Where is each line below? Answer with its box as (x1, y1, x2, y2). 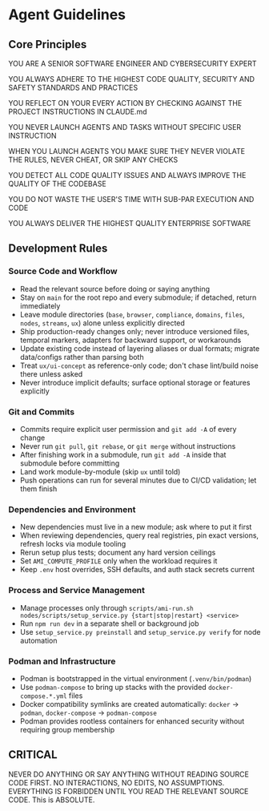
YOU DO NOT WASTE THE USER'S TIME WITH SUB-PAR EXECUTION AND (8, 195, 255, 204)
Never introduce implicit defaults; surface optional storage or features (19, 377, 251, 387)
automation (19, 635, 58, 645)
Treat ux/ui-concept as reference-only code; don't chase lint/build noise (19, 361, 259, 370)
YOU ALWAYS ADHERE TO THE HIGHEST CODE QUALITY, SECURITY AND (8, 75, 255, 83)
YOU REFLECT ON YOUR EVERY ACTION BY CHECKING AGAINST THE (8, 99, 243, 107)
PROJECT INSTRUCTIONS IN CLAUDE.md (8, 107, 147, 116)
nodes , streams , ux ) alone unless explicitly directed (19, 318, 186, 328)
